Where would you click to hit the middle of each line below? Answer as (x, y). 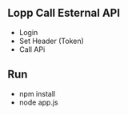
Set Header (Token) (52, 41)
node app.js (38, 102)
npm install (37, 93)
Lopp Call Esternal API (64, 13)
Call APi (32, 49)
